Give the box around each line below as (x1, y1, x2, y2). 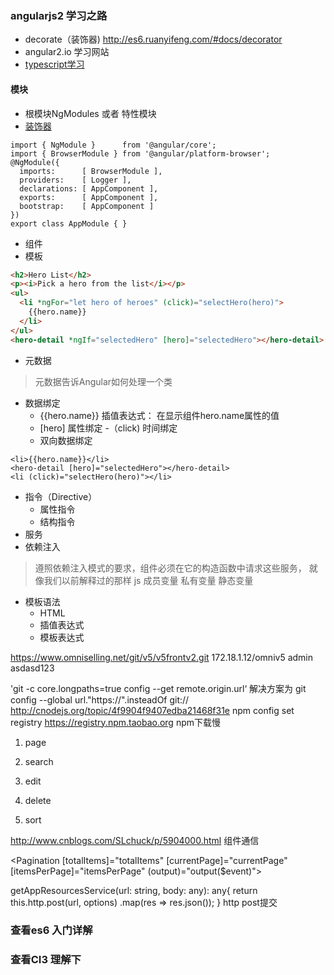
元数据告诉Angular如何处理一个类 (34, 375, 173, 387)
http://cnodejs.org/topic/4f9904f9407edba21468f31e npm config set (10, 704, 295, 716)
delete (24, 794, 52, 806)
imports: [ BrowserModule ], (19, 166, 163, 176)
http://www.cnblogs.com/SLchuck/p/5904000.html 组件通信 (10, 834, 260, 846)
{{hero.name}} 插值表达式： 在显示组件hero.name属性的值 (39, 409, 280, 421)
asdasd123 (10, 662, 55, 674)
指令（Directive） (24, 490, 98, 502)
